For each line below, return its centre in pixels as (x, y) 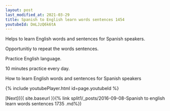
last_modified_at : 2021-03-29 (38, 15)
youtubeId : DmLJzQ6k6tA (31, 24)
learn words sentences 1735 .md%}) (44, 104)
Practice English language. (33, 59)
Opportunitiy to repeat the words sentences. (52, 49)
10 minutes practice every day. (38, 69)
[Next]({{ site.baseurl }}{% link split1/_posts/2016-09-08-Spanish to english (85, 98)
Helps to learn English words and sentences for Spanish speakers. (75, 39)
